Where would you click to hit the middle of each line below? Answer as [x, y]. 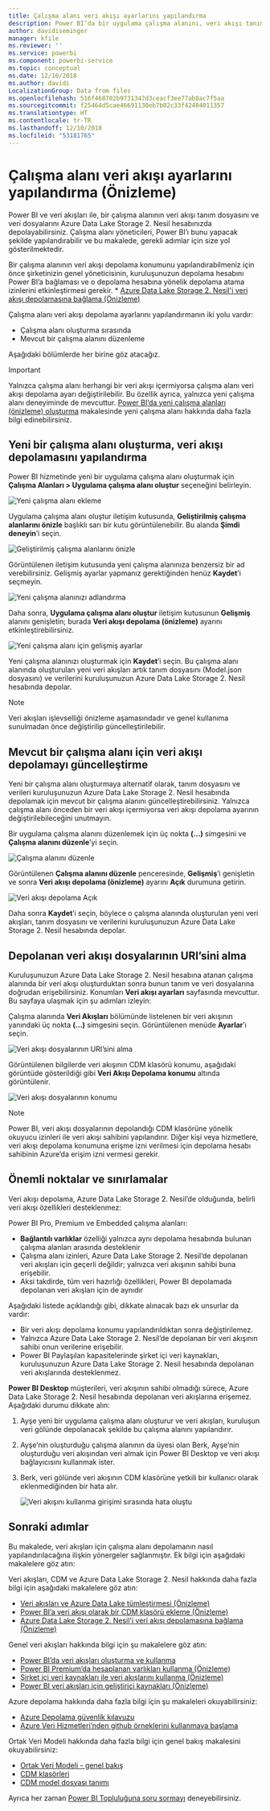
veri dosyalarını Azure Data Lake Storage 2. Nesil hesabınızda [110, 223]
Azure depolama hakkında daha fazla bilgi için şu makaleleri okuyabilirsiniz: [133, 1701]
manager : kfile [34, 38]
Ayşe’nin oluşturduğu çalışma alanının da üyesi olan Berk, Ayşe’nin [129, 1445]
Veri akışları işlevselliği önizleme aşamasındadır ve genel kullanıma [119, 718]
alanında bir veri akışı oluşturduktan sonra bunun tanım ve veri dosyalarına [131, 984]
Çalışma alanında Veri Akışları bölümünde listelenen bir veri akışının [121, 1016]
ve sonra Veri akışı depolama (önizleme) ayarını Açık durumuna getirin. [127, 882]
